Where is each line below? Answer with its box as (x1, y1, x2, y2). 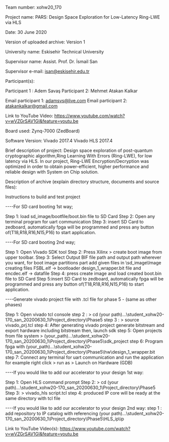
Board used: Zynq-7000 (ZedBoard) (5, 128, 80, 134)
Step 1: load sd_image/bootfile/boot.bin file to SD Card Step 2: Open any (5, 213, 155, 219)
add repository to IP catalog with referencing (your (5, 411, 110, 416)
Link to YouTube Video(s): (5, 426, 59, 431)
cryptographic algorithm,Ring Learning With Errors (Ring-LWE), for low (5, 153, 152, 158)
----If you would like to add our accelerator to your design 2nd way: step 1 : (5, 405, 162, 411)
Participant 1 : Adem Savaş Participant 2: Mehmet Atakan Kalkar (5, 88, 138, 94)
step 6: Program (129, 338, 163, 344)
